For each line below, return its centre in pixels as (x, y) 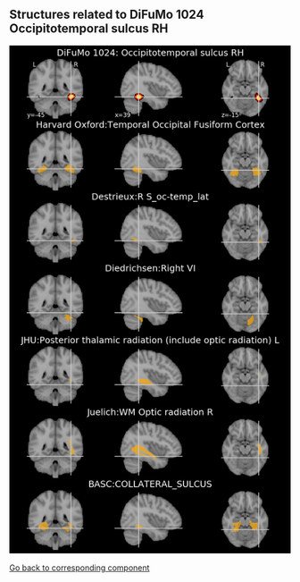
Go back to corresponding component (79, 568)
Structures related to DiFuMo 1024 (107, 15)
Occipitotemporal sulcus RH (89, 29)
